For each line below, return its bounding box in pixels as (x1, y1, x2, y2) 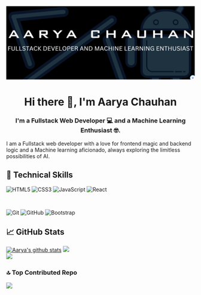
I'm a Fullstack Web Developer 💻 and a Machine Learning (15, 116, 186, 125)
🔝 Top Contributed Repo (6, 269, 78, 277)
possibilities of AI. (6, 152, 50, 159)
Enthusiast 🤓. (80, 126, 121, 134)
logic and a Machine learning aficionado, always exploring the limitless (6, 146, 181, 153)
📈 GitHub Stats (6, 227, 65, 237)
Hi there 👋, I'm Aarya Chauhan (23, 95, 178, 109)
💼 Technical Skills (6, 170, 74, 180)
